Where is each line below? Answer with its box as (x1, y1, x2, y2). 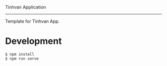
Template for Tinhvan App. (5, 18, 60, 24)
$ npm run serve (5, 56, 39, 61)
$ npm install (5, 52, 35, 57)
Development (5, 35, 62, 47)
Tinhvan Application (5, 4, 46, 10)
